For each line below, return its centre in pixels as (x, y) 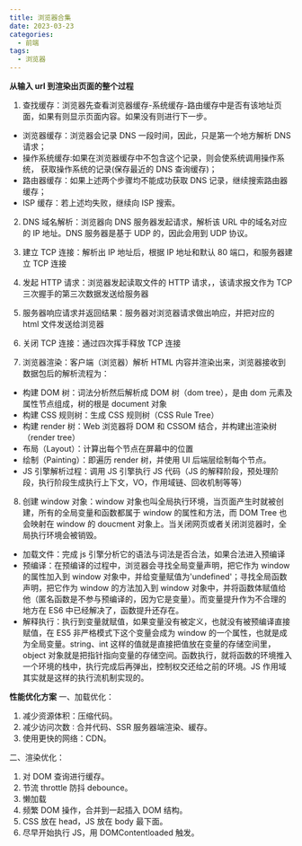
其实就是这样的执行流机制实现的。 (85, 678)
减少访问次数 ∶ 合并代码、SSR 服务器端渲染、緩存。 (117, 727)
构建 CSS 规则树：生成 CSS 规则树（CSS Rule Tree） (120, 415)
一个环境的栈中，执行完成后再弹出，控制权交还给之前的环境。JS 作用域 (154, 666)
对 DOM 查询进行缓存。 (66, 776)
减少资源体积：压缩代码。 (70, 716)
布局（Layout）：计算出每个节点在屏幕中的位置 (108, 449)
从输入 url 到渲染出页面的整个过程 (72, 86)
